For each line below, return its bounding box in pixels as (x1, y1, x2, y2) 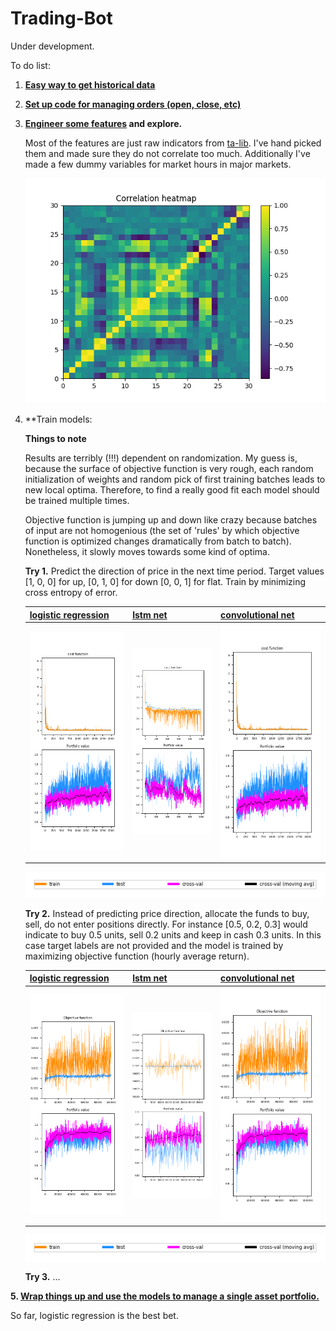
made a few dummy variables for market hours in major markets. (24, 158, 292, 170)
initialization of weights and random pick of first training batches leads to (24, 473, 326, 486)
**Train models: (24, 413, 93, 426)
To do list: (10, 59, 51, 71)
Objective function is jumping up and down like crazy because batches (24, 514, 318, 526)
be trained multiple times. (24, 495, 130, 507)
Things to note (24, 433, 87, 445)
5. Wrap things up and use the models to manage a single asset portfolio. (10, 1290, 320, 1302)
